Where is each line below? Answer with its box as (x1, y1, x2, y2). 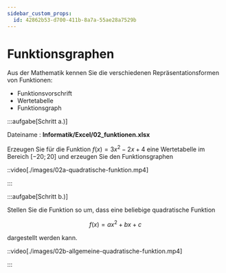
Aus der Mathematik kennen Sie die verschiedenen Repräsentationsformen (7, 69, 220, 77)
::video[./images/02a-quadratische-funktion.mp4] (7, 166, 149, 174)
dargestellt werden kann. (7, 233, 78, 241)
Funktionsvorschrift (16, 89, 72, 98)
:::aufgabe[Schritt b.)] (7, 193, 69, 201)
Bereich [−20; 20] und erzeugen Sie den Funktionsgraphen (7, 153, 174, 161)
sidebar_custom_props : (7, 10, 72, 17)
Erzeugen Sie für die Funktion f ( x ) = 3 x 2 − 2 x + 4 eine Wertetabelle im (7, 144, 205, 153)
